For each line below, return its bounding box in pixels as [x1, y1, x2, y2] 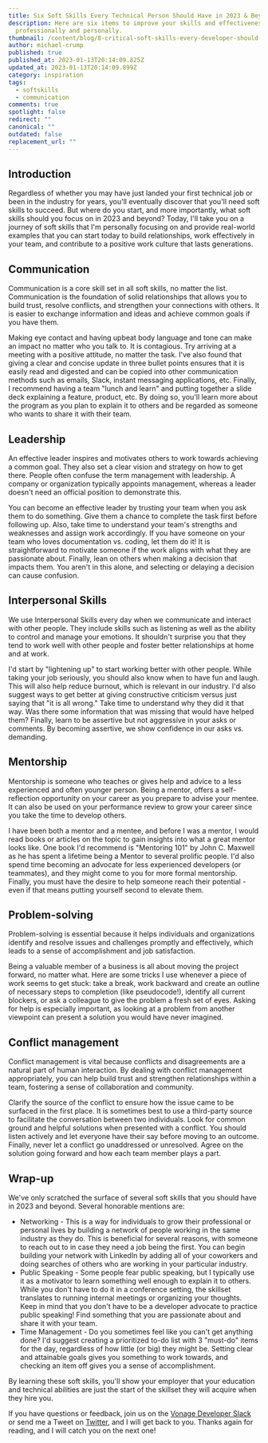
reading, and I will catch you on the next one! [8, 1425, 156, 1435]
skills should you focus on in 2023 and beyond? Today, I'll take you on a [8, 214, 245, 223]
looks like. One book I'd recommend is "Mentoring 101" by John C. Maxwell [8, 842, 255, 852]
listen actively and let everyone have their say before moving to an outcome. [8, 1132, 259, 1141]
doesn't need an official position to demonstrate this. [8, 487, 182, 497]
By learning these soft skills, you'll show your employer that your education [8, 1377, 255, 1386]
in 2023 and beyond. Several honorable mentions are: [8, 1201, 185, 1211]
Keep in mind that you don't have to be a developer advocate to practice [19, 1302, 258, 1311]
